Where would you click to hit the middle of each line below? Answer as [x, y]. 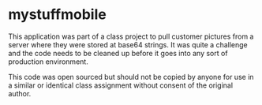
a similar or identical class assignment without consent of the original [121, 85]
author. [20, 93]
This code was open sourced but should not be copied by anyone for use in [131, 77]
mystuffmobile [57, 15]
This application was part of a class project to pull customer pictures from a [131, 36]
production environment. [48, 62]
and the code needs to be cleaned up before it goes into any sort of [118, 53]
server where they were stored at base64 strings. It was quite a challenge [128, 44]
